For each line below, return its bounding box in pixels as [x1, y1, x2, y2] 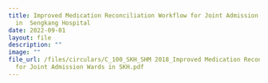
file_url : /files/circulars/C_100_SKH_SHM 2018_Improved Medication [8, 56, 241, 64]
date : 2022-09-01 [8, 26, 66, 34]
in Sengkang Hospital [15, 19, 91, 27]
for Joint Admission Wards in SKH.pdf [15, 63, 145, 71]
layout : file [8, 33, 52, 42]
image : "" [8, 48, 41, 56]
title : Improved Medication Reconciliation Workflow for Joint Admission [8, 11, 259, 20]
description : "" [8, 41, 62, 49]
